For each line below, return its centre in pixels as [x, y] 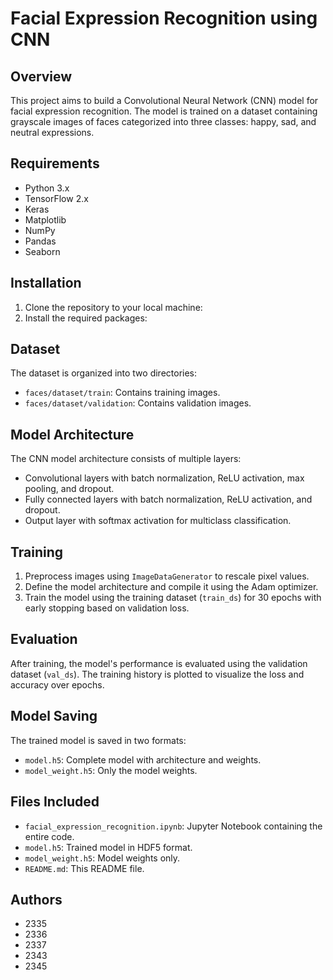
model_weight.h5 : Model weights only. [102, 858]
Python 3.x [47, 188]
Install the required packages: [86, 318]
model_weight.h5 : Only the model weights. [111, 770]
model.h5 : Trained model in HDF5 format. [108, 847]
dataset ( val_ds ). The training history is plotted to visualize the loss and [157, 674]
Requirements [55, 163]
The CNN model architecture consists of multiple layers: [126, 459]
